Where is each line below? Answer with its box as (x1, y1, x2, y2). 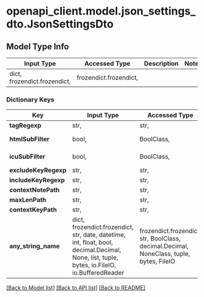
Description (144, 60, 179, 67)
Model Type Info (6, 41, 69, 52)
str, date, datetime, (72, 231, 126, 239)
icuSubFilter (9, 152, 46, 161)
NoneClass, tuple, (139, 250, 190, 258)
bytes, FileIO (139, 257, 175, 265)
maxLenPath (9, 196, 47, 204)
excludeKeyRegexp (9, 166, 67, 174)
